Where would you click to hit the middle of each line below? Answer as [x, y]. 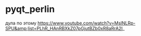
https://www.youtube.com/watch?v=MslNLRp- [87, 23]
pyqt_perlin [30, 9]
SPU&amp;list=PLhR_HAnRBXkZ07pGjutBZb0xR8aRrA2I [64, 28]
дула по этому [21, 23]
